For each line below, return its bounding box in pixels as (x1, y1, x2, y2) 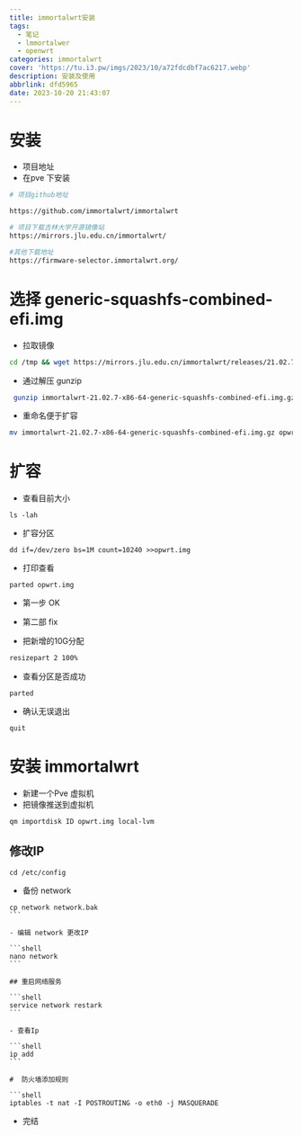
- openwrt (17, 47, 54, 56)
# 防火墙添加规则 (9, 1075, 69, 1084)
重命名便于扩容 (22, 410, 78, 421)
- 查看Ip (9, 1026, 40, 1035)
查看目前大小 (22, 493, 70, 504)
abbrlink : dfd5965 (9, 80, 78, 89)
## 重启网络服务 (9, 977, 62, 986)
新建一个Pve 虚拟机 (22, 788, 94, 799)
